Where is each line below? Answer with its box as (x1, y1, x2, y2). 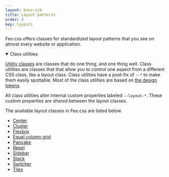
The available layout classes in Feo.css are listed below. (5, 108, 122, 114)
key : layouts (5, 21, 33, 27)
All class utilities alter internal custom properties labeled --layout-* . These (5, 92, 162, 98)
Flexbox (12, 129, 30, 135)
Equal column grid (12, 134, 51, 140)
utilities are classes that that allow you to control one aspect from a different (5, 66, 165, 72)
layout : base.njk (5, 7, 42, 13)
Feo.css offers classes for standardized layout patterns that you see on (5, 36, 154, 42)
